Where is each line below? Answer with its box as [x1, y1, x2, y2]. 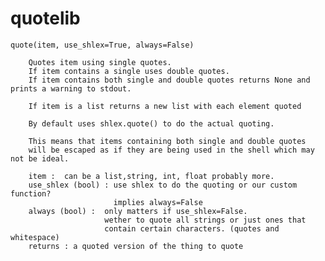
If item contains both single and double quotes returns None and [28, 75, 311, 85]
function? [10, 188, 52, 199]
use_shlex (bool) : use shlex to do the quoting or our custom [28, 180, 298, 190]
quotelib [10, 7, 81, 30]
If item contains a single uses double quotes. [28, 66, 230, 76]
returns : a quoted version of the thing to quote [28, 241, 244, 251]
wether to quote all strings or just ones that [104, 215, 307, 225]
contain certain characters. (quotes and [104, 223, 280, 234]
